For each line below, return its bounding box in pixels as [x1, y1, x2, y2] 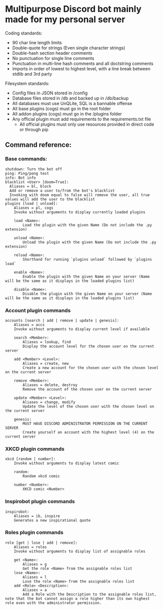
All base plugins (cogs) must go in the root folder [12, 106, 111, 111]
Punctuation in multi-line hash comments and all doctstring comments [12, 60, 154, 66]
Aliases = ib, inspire [14, 513, 60, 519]
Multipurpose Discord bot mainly [5, 3, 142, 15]
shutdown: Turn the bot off [5, 166, 63, 171]
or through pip [19, 126, 49, 132]
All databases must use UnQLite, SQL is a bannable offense [12, 100, 132, 106]
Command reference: [5, 141, 72, 149]
